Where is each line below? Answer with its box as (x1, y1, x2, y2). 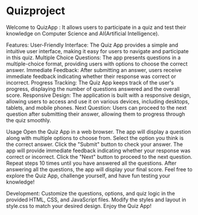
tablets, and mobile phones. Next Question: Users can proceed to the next (6, 104, 187, 111)
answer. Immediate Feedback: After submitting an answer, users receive (6, 66, 182, 73)
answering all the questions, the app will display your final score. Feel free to (6, 165, 193, 172)
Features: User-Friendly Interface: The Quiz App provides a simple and (6, 41, 178, 48)
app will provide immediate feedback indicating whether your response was (6, 146, 191, 154)
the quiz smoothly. (6, 116, 51, 123)
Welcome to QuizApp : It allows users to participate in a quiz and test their (6, 24, 186, 31)
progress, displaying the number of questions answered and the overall (6, 85, 180, 92)
